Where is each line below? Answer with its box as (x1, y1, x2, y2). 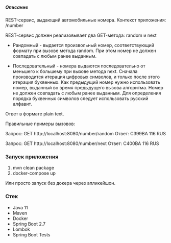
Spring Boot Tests (12, 231, 51, 237)
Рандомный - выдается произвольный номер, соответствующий (12, 42, 155, 48)
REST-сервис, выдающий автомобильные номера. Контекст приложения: (5, 17, 166, 23)
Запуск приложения (5, 153, 59, 160)
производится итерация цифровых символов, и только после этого (12, 74, 160, 80)
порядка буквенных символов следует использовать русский (12, 95, 149, 102)
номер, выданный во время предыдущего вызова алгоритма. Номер (12, 84, 163, 90)
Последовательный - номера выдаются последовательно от (12, 63, 145, 69)
